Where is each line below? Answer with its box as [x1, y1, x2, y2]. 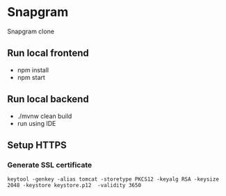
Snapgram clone [7, 27, 54, 35]
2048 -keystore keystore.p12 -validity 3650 [7, 182, 141, 189]
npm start [17, 73, 45, 81]
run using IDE [17, 119, 56, 127]
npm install [17, 65, 49, 74]
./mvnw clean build [17, 112, 72, 120]
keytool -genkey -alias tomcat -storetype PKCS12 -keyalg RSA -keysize [7, 176, 219, 183]
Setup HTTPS [7, 139, 67, 151]
